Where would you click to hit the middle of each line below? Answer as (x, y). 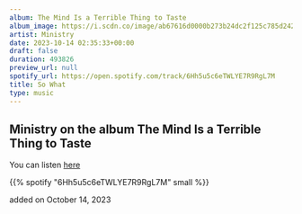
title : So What (38, 85)
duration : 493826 (42, 59)
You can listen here (45, 165)
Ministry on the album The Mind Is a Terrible (135, 129)
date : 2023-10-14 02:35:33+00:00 (72, 43)
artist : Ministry (42, 34)
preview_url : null (44, 68)
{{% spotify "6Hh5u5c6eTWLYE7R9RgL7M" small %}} (109, 183)
